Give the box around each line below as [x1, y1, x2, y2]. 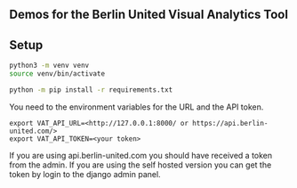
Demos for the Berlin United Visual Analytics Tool [9, 7, 289, 22]
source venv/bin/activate [9, 69, 105, 78]
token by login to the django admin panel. [9, 168, 162, 179]
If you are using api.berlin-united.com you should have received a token [9, 150, 273, 160]
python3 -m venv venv [9, 61, 90, 70]
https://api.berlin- [192, 119, 269, 127]
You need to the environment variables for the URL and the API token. [9, 102, 264, 112]
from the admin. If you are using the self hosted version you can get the [9, 159, 272, 170]
